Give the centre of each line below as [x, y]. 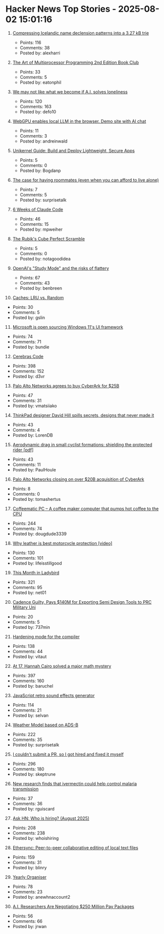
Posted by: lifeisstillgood [37, 563]
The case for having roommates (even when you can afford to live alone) [86, 180]
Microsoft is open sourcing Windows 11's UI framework [68, 327]
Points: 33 [30, 72]
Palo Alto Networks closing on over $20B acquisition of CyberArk [78, 479]
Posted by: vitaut [30, 656]
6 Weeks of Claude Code [38, 209]
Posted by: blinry [30, 867]
